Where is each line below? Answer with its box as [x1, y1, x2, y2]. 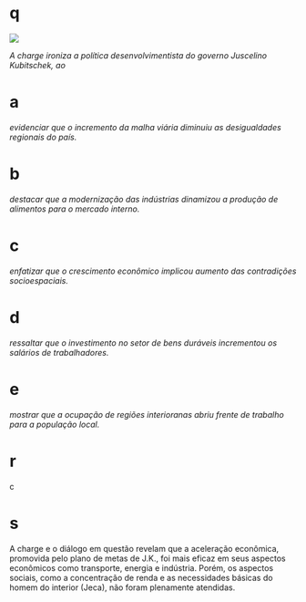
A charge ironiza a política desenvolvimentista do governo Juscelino [9, 49, 267, 61]
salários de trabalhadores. [9, 347, 109, 358]
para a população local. [9, 419, 100, 430]
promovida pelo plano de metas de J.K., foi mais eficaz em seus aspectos [9, 553, 286, 564]
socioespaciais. [9, 275, 69, 285]
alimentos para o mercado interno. [9, 203, 140, 214]
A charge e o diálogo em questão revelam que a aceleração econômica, [9, 543, 280, 554]
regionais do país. [9, 131, 77, 142]
